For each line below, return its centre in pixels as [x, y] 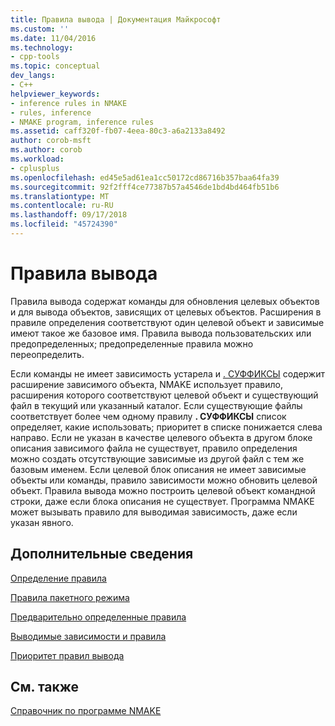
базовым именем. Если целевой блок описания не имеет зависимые [158, 469]
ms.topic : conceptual [55, 66]
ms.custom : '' [40, 29]
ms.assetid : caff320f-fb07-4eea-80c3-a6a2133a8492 [118, 131]
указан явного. [42, 522]
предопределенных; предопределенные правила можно [132, 343]
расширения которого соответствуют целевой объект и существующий [164, 395]
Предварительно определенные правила [98, 617]
